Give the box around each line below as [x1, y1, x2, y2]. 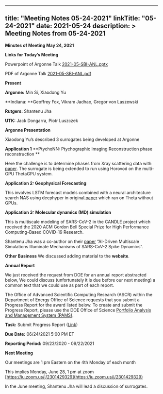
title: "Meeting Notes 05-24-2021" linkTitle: [5, 14, 141, 22]
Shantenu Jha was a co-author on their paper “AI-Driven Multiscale [5, 239, 140, 244]
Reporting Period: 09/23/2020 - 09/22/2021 [5, 341, 95, 346]
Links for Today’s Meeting [5, 51, 59, 57]
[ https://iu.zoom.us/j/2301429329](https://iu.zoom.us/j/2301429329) [5, 374, 143, 379]
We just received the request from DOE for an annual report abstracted [5, 272, 147, 277]
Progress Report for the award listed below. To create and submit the [5, 302, 143, 308]
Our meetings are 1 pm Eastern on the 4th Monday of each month [5, 359, 136, 365]
